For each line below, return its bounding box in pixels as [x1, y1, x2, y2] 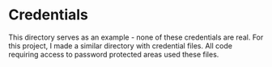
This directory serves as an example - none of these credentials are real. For [8, 32, 264, 42]
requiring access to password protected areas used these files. [8, 49, 219, 59]
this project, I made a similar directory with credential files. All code [8, 40, 233, 50]
